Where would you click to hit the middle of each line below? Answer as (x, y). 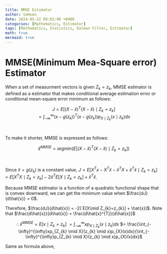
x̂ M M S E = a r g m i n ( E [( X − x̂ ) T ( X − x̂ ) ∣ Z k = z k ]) (84, 148)
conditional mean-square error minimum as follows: (58, 98)
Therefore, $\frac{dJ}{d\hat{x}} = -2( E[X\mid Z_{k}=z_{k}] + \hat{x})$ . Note (84, 208)
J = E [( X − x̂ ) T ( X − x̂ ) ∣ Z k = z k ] (84, 109)
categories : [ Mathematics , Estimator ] (45, 24)
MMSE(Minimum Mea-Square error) (81, 62)
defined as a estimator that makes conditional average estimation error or (81, 93)
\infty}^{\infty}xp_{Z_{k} (43, 231)
